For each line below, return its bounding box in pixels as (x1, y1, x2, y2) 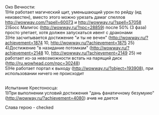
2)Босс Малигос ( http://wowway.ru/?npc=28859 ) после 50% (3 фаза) (5, 25, 147, 30)
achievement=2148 (5, 50, 44, 56)
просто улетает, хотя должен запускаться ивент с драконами (5, 30, 133, 35)
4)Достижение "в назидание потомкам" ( (5, 45, 91, 51)
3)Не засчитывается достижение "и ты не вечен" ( (5, 35, 110, 40)
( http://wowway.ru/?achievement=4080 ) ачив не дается (5, 95, 118, 101)
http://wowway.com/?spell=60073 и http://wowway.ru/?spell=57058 (5, 19, 142, 25)
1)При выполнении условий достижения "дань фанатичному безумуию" (5, 90, 155, 96)
